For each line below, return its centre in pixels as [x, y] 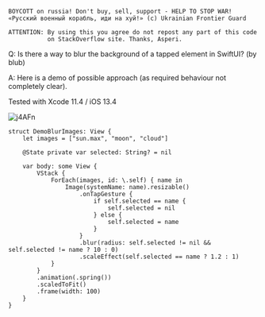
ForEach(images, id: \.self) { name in [116, 180]
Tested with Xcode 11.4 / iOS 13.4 [62, 102]
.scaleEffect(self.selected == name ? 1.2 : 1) [159, 257]
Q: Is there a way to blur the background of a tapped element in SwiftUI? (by [132, 54]
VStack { [51, 173]
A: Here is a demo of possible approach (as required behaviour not [117, 78]
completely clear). [38, 86]
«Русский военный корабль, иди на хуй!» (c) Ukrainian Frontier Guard [127, 18]
